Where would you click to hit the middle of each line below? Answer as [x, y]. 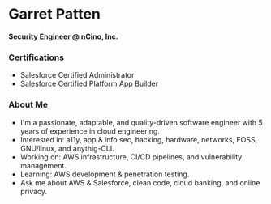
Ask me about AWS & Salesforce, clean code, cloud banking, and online [140, 182]
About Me [28, 104]
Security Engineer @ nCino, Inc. [64, 36]
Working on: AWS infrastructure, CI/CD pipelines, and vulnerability [131, 157]
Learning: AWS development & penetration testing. [105, 174]
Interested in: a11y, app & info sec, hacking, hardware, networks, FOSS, [139, 139]
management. [43, 165]
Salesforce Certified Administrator [77, 75]
